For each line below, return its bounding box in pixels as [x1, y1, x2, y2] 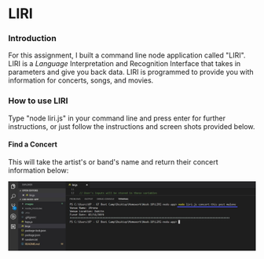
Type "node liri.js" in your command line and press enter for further [8, 113, 226, 123]
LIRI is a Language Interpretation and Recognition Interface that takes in [8, 59, 241, 68]
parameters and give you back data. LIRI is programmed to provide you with [8, 68, 254, 77]
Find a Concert [8, 139, 57, 150]
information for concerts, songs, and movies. [8, 76, 154, 85]
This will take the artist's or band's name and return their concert [8, 157, 218, 166]
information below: [8, 165, 69, 175]
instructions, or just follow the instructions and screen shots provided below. [8, 121, 255, 131]
